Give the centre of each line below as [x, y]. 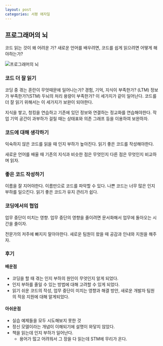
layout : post [18, 10]
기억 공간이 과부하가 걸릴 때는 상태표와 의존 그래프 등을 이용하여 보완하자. [80, 118]
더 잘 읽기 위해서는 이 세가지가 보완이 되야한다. [49, 102]
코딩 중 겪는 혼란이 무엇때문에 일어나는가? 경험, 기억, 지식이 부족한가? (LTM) [77, 90]
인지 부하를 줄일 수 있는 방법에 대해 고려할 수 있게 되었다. [66, 284]
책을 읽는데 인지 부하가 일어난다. [43, 332]
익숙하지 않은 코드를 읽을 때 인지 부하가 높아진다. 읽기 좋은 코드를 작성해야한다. [80, 144]
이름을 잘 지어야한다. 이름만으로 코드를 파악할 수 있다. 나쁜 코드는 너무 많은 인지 [80, 186]
